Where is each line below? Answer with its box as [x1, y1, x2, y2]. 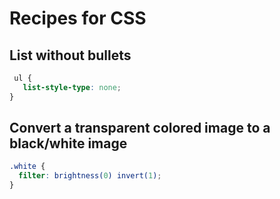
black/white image [9, 135, 128, 152]
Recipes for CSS [9, 7, 147, 30]
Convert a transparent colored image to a [9, 120, 271, 137]
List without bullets [9, 47, 132, 64]
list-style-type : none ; [22, 82, 122, 92]
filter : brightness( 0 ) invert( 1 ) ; [18, 171, 162, 181]
